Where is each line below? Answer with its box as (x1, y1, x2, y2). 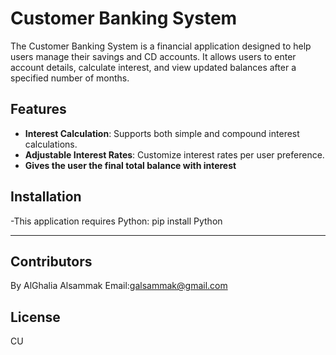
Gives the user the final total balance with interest (24, 159, 237, 171)
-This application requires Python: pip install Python (10, 215, 223, 227)
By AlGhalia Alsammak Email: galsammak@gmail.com (10, 280, 228, 292)
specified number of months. (10, 72, 130, 84)
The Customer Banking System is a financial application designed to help (10, 40, 312, 52)
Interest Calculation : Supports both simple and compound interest (24, 127, 300, 139)
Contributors (10, 253, 93, 270)
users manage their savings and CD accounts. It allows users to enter (10, 50, 297, 62)
